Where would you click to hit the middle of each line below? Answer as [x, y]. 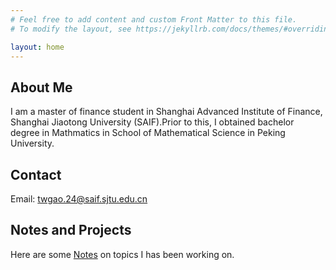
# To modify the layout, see [71, 29]
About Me [41, 87]
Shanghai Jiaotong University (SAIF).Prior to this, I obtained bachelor [152, 122]
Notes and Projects [71, 230]
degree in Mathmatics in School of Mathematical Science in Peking [148, 133]
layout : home [37, 47]
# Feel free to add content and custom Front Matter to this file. [154, 19]
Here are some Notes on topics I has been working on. [122, 254]
